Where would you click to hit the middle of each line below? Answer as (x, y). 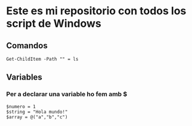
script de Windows (54, 23)
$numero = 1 (21, 106)
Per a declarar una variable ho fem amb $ (67, 94)
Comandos (27, 45)
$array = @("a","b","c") (37, 117)
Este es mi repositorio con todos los (96, 11)
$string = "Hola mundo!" (37, 112)
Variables (24, 78)
